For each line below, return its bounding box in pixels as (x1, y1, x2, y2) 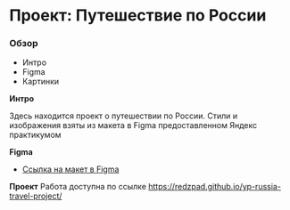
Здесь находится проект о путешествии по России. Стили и (9, 110, 238, 121)
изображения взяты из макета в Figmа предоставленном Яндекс (9, 120, 257, 131)
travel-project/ (9, 190, 62, 201)
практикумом (9, 130, 62, 141)
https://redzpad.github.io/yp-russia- (148, 182, 281, 192)
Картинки (21, 77, 60, 87)
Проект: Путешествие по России (9, 5, 267, 26)
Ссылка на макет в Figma (21, 164, 120, 174)
